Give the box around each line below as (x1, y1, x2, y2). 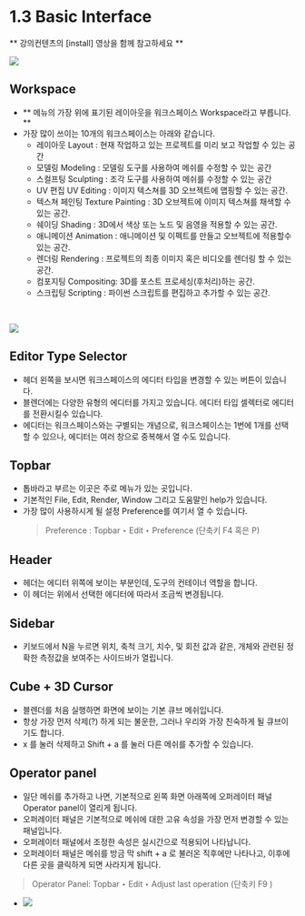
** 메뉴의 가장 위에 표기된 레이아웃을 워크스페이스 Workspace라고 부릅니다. (22, 106, 291, 117)
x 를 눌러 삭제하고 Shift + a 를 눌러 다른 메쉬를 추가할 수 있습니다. (22, 739, 254, 750)
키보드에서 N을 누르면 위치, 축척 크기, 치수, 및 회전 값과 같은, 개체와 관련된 (22, 641, 285, 651)
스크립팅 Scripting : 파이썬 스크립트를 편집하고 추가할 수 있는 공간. (35, 287, 271, 297)
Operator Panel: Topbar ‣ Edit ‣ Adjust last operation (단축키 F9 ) (31, 878, 273, 889)
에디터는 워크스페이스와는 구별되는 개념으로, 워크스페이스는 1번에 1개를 (22, 419, 272, 430)
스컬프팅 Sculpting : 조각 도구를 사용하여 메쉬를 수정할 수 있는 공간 (35, 173, 272, 184)
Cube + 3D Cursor (9, 679, 113, 695)
